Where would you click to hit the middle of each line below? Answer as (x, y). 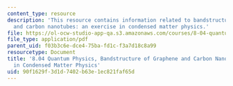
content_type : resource (42, 14)
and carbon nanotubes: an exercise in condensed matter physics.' (111, 26)
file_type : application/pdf (48, 40)
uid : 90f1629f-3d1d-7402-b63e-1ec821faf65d (71, 71)
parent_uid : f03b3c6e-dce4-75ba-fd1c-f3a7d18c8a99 (82, 46)
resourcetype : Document (42, 53)
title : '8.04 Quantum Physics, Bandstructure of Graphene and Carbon (110, 59)
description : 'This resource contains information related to (99, 20)
